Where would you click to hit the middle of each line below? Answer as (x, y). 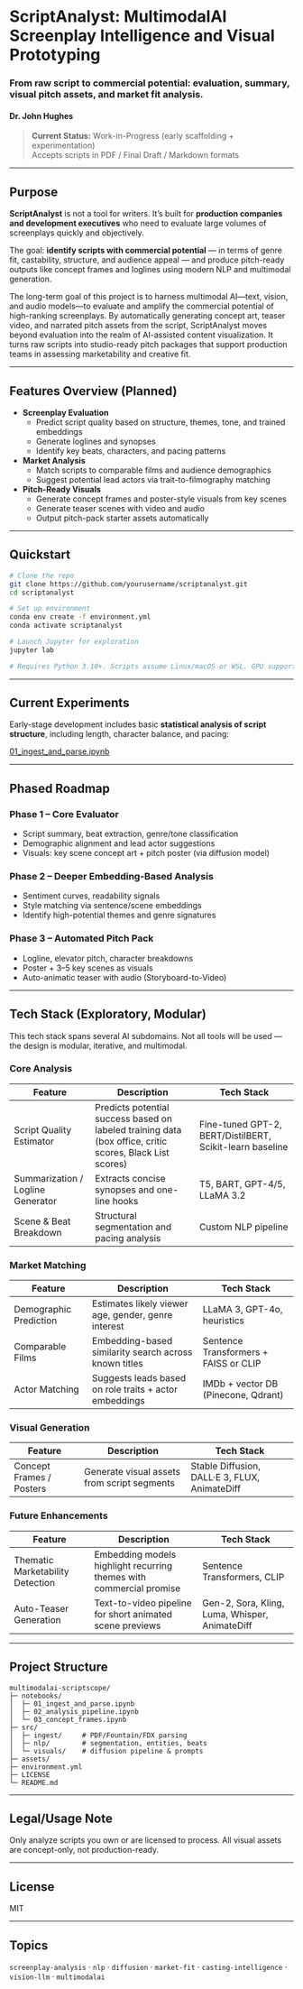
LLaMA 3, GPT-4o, (243, 1310)
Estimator (34, 1141)
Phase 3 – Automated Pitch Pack (82, 938)
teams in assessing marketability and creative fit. (100, 355)
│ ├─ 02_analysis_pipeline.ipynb (74, 1711)
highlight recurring (133, 1565)
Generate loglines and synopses (96, 441)
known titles (117, 1364)
